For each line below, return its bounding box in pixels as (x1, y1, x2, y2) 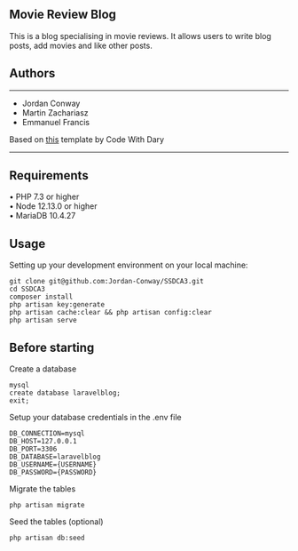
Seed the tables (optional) (9, 516, 104, 527)
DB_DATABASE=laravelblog (9, 452, 101, 461)
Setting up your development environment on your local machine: (9, 260, 248, 270)
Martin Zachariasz (21, 107, 89, 118)
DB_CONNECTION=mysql (9, 429, 86, 438)
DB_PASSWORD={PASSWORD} (9, 468, 98, 477)
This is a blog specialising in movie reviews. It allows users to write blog (9, 30, 272, 41)
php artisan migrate (9, 501, 86, 510)
